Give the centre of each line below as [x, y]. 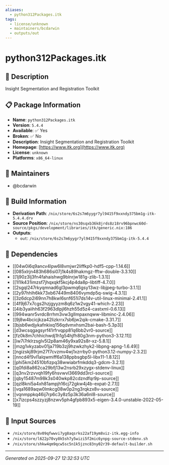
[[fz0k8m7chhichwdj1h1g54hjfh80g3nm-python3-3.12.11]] [72, 336]
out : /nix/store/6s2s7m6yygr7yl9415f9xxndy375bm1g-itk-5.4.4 [84, 238]
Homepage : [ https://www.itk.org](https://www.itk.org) [68, 147]
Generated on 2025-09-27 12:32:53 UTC [48, 458]
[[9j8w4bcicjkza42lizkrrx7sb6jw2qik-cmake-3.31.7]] [67, 320]
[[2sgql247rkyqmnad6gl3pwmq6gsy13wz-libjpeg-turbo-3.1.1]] [77, 288]
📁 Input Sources [31, 421]
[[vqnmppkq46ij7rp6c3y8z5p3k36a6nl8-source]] [64, 395]
